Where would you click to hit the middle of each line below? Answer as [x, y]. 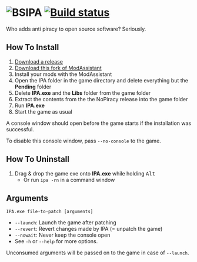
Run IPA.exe [30, 105]
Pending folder [33, 87]
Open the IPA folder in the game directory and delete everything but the [101, 80]
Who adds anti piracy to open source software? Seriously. [76, 29]
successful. [20, 129]
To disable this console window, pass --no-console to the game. [84, 141]
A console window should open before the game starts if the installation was [99, 123]
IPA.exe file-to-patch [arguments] [50, 212]
